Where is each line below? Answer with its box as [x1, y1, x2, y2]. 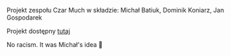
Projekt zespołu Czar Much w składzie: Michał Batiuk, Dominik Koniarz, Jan [6, 6, 225, 14]
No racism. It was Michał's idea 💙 [6, 41, 103, 48]
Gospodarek [6, 13, 43, 22]
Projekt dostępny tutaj [6, 27, 71, 35]
